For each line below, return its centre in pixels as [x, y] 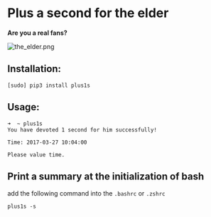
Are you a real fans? [37, 33]
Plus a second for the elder [88, 13]
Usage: [24, 107]
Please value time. [36, 154]
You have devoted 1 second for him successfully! [82, 129]
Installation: [34, 69]
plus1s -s [22, 207]
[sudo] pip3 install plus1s [49, 85]
